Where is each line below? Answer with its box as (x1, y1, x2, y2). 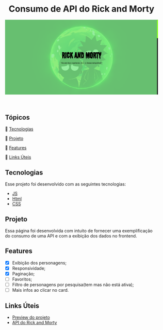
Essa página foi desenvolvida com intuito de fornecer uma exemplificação (5, 228, 153, 234)
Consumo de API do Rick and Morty (9, 3, 154, 15)
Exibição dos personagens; (12, 260, 67, 266)
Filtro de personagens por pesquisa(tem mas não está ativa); (12, 282, 134, 288)
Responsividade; (12, 265, 46, 271)
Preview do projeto (12, 314, 50, 320)
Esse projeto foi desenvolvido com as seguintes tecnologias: (5, 181, 126, 187)
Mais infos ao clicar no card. (12, 287, 69, 293)
